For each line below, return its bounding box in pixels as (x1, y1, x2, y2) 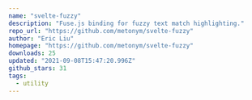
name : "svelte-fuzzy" (8, 11, 82, 20)
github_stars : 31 (8, 65, 67, 73)
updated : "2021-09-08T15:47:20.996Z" (8, 57, 136, 65)
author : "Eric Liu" (8, 34, 75, 43)
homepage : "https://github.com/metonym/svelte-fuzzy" (8, 42, 194, 50)
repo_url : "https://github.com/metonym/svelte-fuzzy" (8, 27, 194, 35)
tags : (8, 72, 27, 80)
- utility (15, 79, 49, 87)
